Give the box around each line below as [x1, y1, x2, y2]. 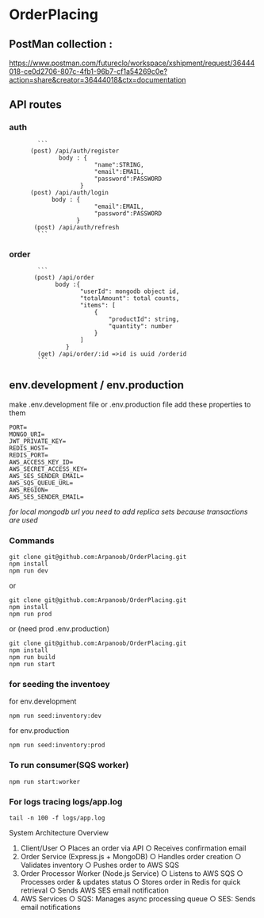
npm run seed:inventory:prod [9, 741, 105, 750]
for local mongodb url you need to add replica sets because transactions [9, 507, 248, 516]
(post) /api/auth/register [29, 147, 120, 155]
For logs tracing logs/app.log [9, 796, 123, 807]
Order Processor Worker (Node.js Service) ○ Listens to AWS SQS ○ [20, 868, 243, 878]
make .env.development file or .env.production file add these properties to [9, 399, 251, 409]
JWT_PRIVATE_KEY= [9, 437, 67, 445]
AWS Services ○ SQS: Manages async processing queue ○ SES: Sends [20, 893, 256, 903]
